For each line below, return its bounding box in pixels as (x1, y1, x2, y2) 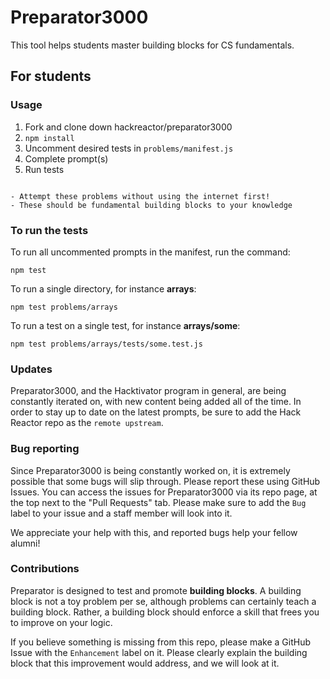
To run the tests (10, 223, 89, 237)
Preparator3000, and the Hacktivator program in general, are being (10, 385, 287, 397)
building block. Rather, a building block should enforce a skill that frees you (10, 606, 320, 618)
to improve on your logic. (10, 616, 113, 628)
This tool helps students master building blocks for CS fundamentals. (10, 39, 295, 51)
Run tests (24, 163, 65, 175)
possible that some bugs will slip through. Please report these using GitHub (10, 475, 321, 487)
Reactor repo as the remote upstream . (10, 417, 164, 429)
